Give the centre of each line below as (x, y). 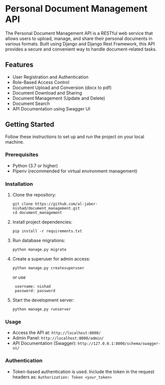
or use (19, 277)
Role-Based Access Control (41, 82)
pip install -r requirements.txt (47, 231)
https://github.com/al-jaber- (66, 204)
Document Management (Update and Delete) (59, 98)
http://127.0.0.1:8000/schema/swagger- (119, 344)
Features (19, 65)
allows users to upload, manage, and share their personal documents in (79, 38)
